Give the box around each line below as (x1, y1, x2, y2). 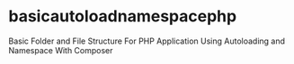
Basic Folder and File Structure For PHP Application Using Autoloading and (8, 36, 285, 46)
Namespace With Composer (8, 44, 113, 55)
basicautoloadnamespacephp (8, 6, 237, 27)
